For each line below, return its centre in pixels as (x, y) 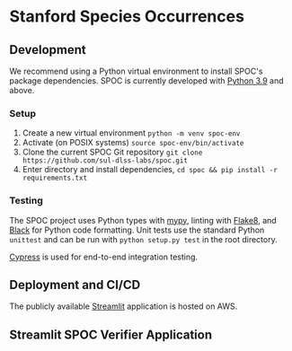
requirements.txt (55, 178)
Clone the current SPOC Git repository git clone (112, 152)
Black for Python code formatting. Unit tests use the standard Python (137, 230)
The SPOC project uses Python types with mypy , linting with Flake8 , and (143, 220)
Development (48, 50)
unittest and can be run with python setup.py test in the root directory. (143, 239)
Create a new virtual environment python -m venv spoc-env (131, 133)
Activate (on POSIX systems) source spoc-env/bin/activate (133, 143)
